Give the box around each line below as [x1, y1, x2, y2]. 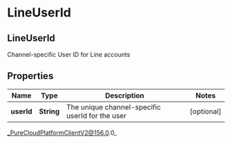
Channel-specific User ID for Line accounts [7, 50, 130, 58]
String [39, 107, 60, 116]
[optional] [189, 107, 222, 116]
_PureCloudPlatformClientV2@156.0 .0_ [7, 129, 117, 137]
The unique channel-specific [66, 102, 161, 111]
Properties [7, 70, 54, 82]
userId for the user [66, 111, 126, 120]
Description [104, 91, 145, 100]
